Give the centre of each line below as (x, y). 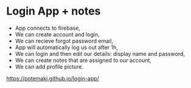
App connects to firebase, (48, 28)
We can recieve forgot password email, (64, 41)
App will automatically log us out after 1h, (67, 47)
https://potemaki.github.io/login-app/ (53, 78)
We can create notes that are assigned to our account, (83, 60)
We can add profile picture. (49, 66)
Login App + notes (54, 11)
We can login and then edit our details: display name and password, (100, 53)
